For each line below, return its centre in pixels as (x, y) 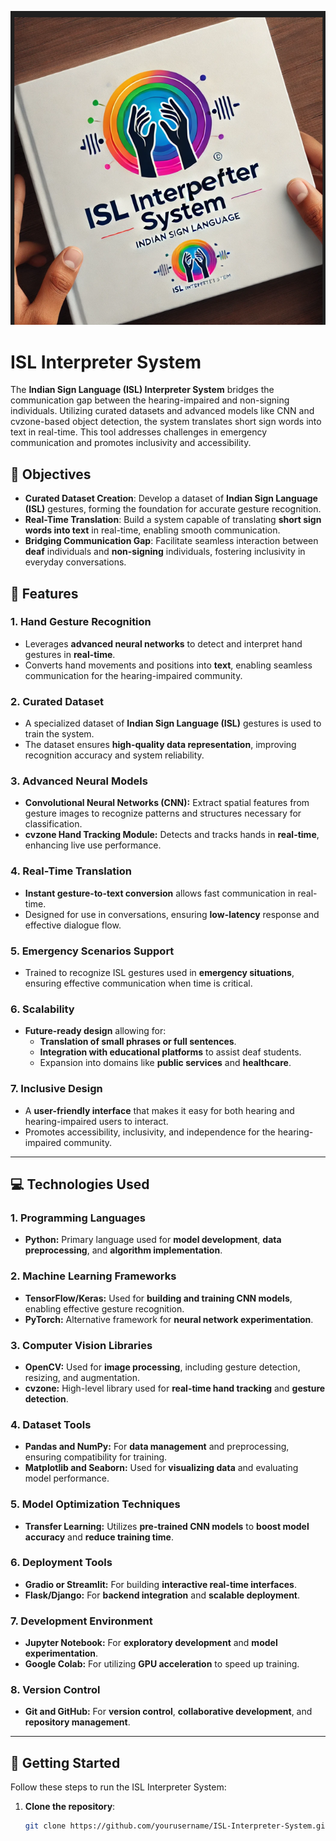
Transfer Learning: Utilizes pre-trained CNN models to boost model (167, 1526)
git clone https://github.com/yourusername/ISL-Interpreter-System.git (177, 1826)
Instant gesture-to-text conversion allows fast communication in (160, 893)
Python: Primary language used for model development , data (153, 1240)
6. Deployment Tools (61, 1563)
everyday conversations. (75, 562)
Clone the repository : (70, 1807)
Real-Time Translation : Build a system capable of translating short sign (173, 520)
